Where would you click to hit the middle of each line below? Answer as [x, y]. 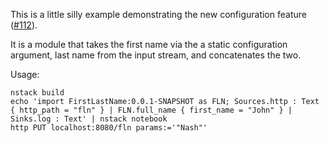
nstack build [37, 93]
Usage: [25, 74]
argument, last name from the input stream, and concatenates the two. [156, 55]
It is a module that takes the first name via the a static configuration [149, 44]
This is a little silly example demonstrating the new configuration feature [158, 14]
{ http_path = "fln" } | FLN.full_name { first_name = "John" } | [151, 110]
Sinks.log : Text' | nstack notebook [89, 119]
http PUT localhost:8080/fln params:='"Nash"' [109, 128]
